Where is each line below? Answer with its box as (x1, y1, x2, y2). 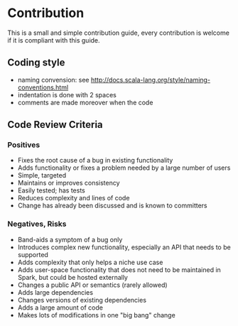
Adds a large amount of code (17, 303, 103, 312)
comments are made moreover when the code (17, 98, 153, 107)
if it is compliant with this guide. (7, 36, 101, 44)
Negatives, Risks (7, 219, 67, 229)
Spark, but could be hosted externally (17, 273, 128, 281)
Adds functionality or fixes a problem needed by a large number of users (17, 163, 231, 172)
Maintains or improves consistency (17, 179, 120, 188)
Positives (7, 140, 40, 150)
